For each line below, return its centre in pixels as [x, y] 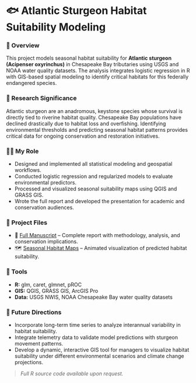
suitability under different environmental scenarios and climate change [99, 356]
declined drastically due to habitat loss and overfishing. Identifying [86, 124]
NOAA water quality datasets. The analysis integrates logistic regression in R [98, 71]
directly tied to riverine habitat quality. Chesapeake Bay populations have [94, 117]
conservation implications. [46, 242]
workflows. [28, 170]
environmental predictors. [45, 183]
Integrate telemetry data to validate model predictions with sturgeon [96, 337]
